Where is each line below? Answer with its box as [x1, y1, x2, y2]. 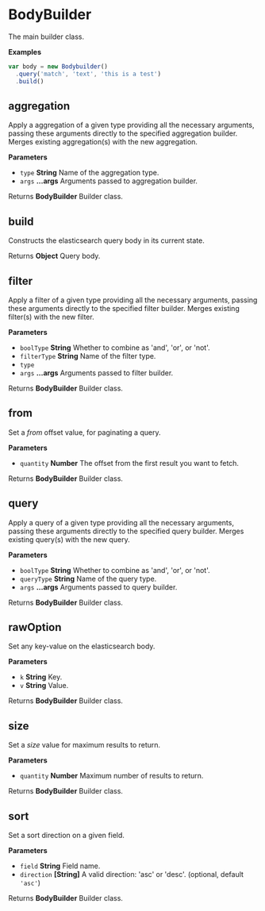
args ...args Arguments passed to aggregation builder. [19, 176, 198, 186]
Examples [8, 47, 42, 56]
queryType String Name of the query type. [19, 574, 157, 583]
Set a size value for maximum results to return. [8, 740, 161, 750]
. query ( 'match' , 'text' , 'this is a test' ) [15, 70, 161, 78]
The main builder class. [8, 32, 85, 41]
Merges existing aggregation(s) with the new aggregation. [8, 137, 198, 147]
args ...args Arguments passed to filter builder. [19, 368, 174, 378]
